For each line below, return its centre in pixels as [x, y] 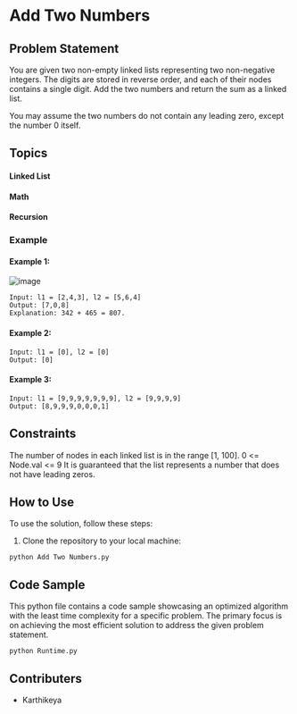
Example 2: [30, 332]
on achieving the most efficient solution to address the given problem [137, 626]
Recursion [29, 217]
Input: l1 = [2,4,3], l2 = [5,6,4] [75, 298]
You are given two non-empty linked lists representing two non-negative [142, 70]
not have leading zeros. [52, 474]
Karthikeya [42, 700]
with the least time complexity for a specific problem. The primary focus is [146, 616]
